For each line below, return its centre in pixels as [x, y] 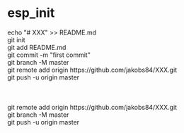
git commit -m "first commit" [49, 55]
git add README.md [37, 47]
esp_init [31, 13]
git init [17, 39]
